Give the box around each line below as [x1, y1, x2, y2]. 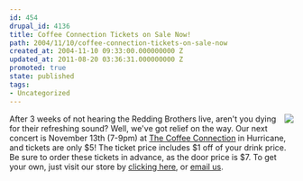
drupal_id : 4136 [9, 22, 70, 31]
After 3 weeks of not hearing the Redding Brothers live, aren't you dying [9, 113, 277, 124]
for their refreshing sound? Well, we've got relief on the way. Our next [9, 122, 268, 133]
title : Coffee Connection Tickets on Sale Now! [9, 30, 192, 39]
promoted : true [9, 64, 67, 73]
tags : [9, 80, 30, 89]
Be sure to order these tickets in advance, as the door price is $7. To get [9, 151, 277, 162]
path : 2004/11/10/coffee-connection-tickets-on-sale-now [9, 38, 228, 48]
